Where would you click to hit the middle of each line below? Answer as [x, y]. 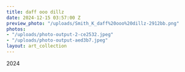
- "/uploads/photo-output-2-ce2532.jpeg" [60, 35]
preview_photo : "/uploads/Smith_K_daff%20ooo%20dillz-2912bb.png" [93, 23]
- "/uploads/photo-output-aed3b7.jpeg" [57, 40]
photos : [16, 29]
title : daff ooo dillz [35, 12]
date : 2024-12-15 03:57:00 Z [43, 18]
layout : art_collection [37, 46]
